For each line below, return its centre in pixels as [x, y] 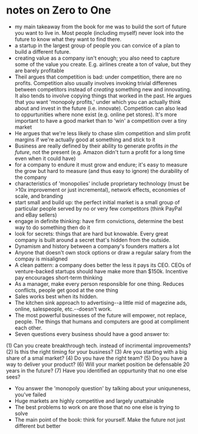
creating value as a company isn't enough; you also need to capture [97, 58]
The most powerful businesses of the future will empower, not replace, [100, 315]
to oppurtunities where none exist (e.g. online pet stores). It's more [96, 114]
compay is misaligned [41, 259]
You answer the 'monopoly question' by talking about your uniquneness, [103, 388]
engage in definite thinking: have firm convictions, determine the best [99, 221]
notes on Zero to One [59, 10]
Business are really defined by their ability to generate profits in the [96, 146]
